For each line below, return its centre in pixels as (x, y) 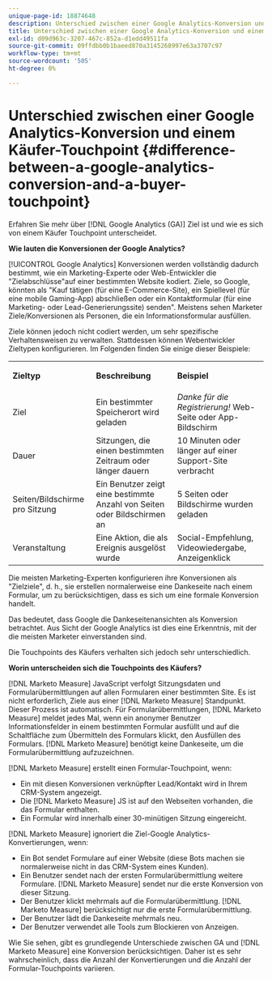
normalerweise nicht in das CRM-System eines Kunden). (114, 866)
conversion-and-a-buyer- (98, 184)
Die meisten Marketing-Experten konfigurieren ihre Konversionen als (123, 578)
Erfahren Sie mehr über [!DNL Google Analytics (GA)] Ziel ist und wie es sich (136, 224)
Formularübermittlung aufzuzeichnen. (71, 752)
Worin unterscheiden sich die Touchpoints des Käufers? (105, 668)
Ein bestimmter (125, 401)
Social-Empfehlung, (215, 537)
